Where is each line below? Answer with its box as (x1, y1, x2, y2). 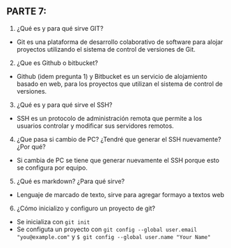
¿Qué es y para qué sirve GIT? (16, 24, 104, 32)
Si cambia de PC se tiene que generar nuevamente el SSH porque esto (16, 156, 220, 164)
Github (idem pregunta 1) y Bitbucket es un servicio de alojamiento (16, 72, 208, 80)
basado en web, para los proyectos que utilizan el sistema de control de (16, 80, 223, 88)
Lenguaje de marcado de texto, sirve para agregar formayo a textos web (16, 190, 225, 198)
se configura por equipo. (16, 163, 88, 172)
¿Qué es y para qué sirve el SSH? (16, 101, 113, 109)
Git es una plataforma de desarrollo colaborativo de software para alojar (16, 38, 223, 46)
